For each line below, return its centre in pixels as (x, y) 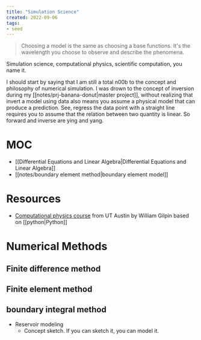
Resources (34, 199)
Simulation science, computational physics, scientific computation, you (94, 64)
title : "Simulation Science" (43, 12)
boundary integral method (56, 310)
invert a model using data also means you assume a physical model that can (101, 101)
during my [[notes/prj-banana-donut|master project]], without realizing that (100, 95)
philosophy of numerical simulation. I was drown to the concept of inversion (100, 89)
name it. (16, 71)
